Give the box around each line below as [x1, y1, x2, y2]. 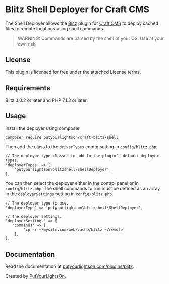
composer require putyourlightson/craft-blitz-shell [5, 135, 119, 140]
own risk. [17, 40, 37, 47]
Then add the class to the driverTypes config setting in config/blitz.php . [5, 144, 158, 150]
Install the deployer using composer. [5, 125, 81, 131]
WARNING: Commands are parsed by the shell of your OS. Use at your [17, 35, 164, 42]
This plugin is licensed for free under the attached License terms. [5, 69, 141, 75]
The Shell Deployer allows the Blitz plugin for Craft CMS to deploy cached [5, 20, 159, 26]
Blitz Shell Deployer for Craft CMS [5, 4, 150, 15]
